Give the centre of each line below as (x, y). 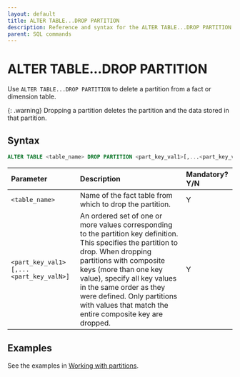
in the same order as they (122, 287)
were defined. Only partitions (129, 296)
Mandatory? (207, 174)
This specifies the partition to (129, 242)
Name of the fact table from (126, 195)
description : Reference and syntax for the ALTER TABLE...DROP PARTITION (120, 27)
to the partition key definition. (129, 233)
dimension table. (32, 96)
